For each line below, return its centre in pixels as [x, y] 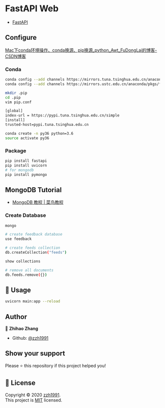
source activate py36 [27, 138]
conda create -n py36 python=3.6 [39, 133]
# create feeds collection [33, 248]
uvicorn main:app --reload [33, 301]
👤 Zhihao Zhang [22, 329]
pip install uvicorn [26, 165]
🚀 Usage [18, 290]
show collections [23, 261]
